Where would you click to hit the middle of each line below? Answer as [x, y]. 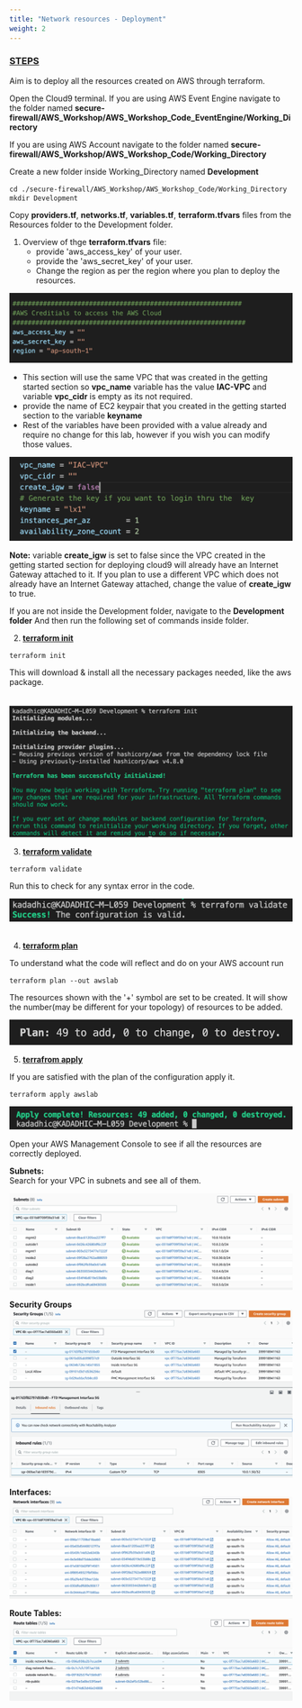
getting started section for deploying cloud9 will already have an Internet [144, 564]
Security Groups [41, 1305]
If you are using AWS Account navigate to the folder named [119, 144]
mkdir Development [44, 198]
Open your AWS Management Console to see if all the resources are [136, 1144]
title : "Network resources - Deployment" [88, 19]
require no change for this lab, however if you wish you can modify [146, 435]
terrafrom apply [53, 1060]
